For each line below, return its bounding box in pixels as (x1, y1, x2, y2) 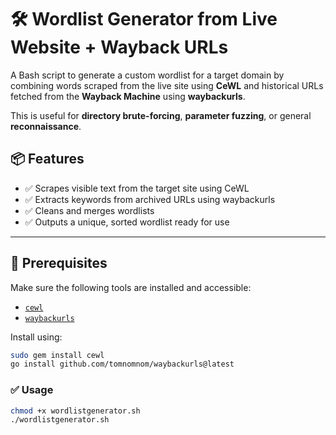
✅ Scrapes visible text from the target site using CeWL (24, 182, 250, 194)
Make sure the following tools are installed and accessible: (10, 281, 252, 293)
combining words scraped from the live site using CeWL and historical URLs (10, 79, 324, 91)
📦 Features (10, 151, 85, 168)
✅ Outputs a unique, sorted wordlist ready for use (24, 216, 230, 228)
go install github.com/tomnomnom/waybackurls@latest (10, 359, 235, 370)
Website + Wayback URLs (10, 36, 229, 59)
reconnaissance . (10, 120, 82, 132)
